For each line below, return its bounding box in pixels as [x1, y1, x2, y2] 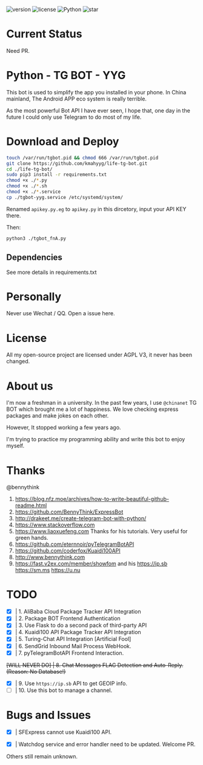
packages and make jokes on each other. [6, 412, 109, 419]
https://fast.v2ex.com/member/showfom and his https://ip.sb [15, 560, 168, 567]
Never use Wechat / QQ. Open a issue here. [6, 310, 115, 317]
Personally [6, 290, 62, 304]
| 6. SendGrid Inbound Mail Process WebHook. [15, 642, 131, 649]
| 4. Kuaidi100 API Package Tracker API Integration [15, 629, 141, 636]
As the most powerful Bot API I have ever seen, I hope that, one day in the [6, 107, 191, 114]
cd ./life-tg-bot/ [6, 166, 53, 172]
